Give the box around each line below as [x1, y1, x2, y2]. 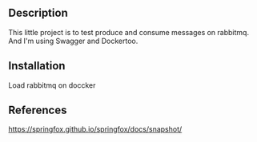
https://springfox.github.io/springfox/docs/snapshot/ [8, 124, 183, 134]
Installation [8, 59, 66, 73]
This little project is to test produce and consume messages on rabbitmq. [8, 27, 250, 37]
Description [8, 6, 68, 20]
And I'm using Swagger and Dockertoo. [8, 36, 139, 45]
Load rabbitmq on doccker [8, 80, 96, 90]
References [8, 104, 67, 117]
